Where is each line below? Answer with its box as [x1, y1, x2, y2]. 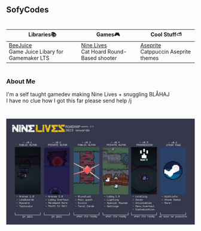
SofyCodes [6, 5, 49, 15]
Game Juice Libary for [8, 48, 64, 56]
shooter [98, 54, 117, 62]
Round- [107, 48, 127, 56]
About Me [6, 77, 36, 86]
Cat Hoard [81, 48, 106, 56]
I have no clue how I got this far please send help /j [6, 97, 132, 104]
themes [140, 54, 159, 62]
